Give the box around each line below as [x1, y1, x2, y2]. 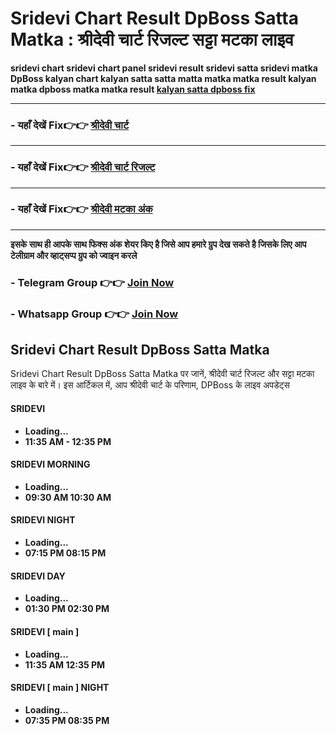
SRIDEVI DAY [10, 570, 66, 582]
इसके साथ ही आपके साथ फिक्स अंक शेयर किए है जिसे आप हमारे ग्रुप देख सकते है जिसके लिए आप [10, 238, 307, 250]
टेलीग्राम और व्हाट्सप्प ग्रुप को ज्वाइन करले [10, 249, 138, 261]
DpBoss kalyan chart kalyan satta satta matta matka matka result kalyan [10, 72, 317, 84]
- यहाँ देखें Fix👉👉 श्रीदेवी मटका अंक [10, 202, 153, 216]
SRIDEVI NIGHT [10, 514, 76, 526]
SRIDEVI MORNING [10, 458, 91, 471]
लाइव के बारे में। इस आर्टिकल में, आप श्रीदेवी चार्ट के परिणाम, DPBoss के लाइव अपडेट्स [10, 379, 290, 391]
